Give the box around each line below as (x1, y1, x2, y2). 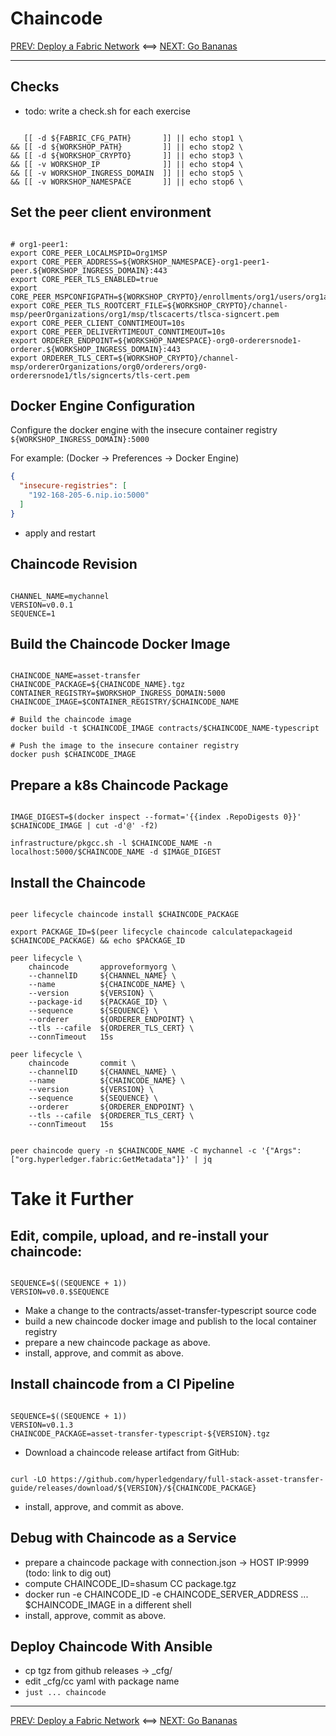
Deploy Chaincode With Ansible (10, 1638, 213, 1656)
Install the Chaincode (10, 874, 146, 891)
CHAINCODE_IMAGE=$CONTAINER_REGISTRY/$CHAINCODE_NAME (10, 697, 240, 707)
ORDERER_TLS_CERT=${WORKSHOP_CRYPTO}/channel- (41, 353, 240, 363)
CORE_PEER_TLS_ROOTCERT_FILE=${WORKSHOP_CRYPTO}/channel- (41, 300, 288, 311)
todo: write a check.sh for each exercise (24, 105, 191, 117)
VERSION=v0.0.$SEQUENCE (10, 1287, 110, 1297)
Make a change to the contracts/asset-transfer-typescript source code (24, 1305, 317, 1316)
